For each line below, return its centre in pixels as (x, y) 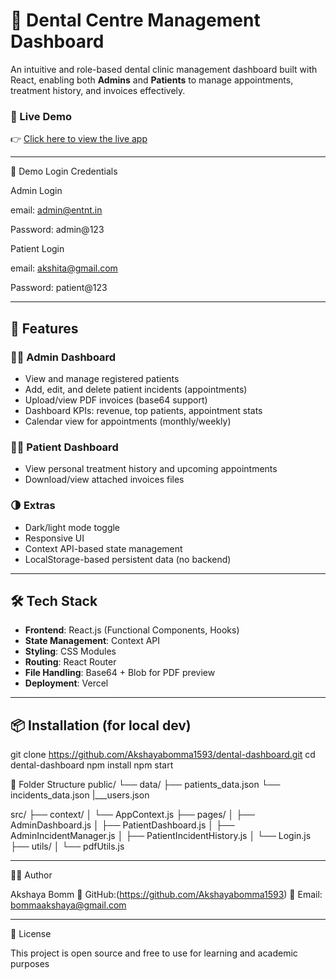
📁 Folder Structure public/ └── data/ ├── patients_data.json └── (145, 785)
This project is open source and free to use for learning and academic (154, 953)
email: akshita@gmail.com (64, 268)
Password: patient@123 (59, 288)
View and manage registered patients (102, 378)
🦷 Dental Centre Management (135, 20)
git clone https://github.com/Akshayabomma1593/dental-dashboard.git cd (163, 755)
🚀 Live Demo (41, 116)
